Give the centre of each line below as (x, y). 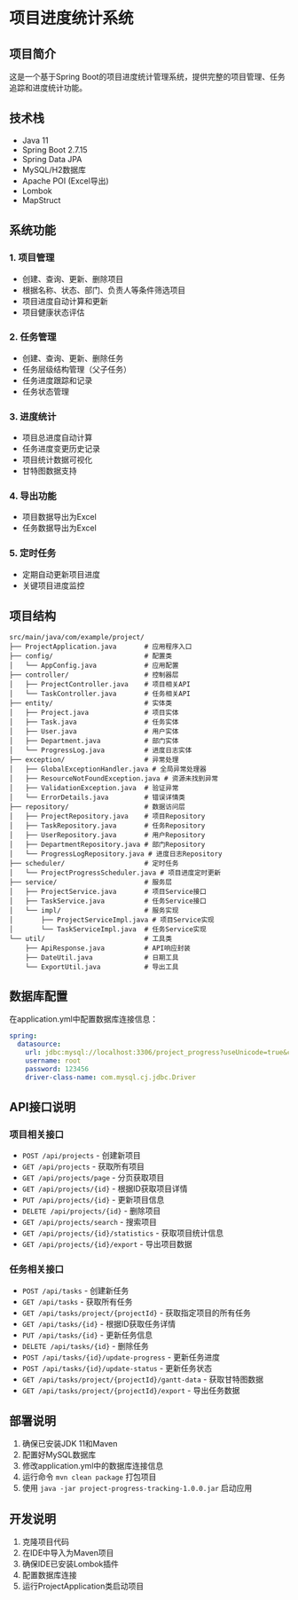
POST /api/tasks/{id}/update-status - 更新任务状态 (117, 1368)
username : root (53, 1061)
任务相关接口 (37, 1269)
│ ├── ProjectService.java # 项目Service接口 (108, 891)
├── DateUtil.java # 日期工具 (102, 957)
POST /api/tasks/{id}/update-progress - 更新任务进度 (121, 1357)
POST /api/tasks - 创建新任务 (75, 1290)
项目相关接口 (37, 1134)
